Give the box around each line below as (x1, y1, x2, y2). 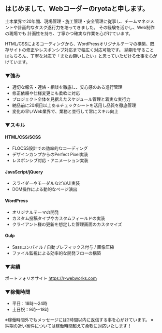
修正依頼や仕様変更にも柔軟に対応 (12, 90, 80, 96)
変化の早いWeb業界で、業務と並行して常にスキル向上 (12, 109, 118, 114)
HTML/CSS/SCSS (5, 134, 41, 140)
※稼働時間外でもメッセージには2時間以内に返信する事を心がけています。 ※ (5, 317, 154, 323)
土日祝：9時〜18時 (12, 307, 49, 313)
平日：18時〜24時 (12, 301, 47, 306)
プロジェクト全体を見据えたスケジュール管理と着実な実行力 (12, 96, 131, 102)
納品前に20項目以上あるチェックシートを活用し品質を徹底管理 (12, 102, 136, 108)
